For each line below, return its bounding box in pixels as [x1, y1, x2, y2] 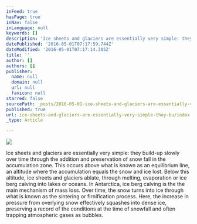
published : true [6, 106, 46, 112]
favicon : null [11, 90, 46, 96]
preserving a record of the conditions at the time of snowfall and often [6, 205, 176, 212]
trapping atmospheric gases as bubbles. [6, 212, 104, 219]
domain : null [11, 80, 43, 85]
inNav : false [6, 19, 38, 25]
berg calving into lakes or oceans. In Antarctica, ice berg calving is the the [6, 181, 185, 188]
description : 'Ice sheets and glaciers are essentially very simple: [6, 36, 180, 42]
